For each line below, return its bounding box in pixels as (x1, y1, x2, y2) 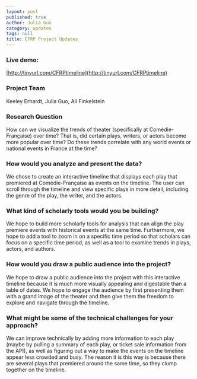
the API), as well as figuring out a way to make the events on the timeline (6, 348, 184, 355)
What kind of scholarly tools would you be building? (6, 207, 159, 215)
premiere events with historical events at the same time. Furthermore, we (6, 227, 185, 234)
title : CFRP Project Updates (6, 36, 78, 42)
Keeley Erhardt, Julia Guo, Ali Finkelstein (6, 97, 105, 104)
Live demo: (6, 56, 39, 64)
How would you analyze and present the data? (6, 160, 142, 168)
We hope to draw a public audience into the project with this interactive (6, 273, 180, 281)
